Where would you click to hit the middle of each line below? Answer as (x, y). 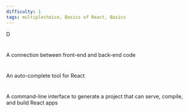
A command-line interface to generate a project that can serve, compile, (94, 97)
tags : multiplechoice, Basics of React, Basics (66, 17)
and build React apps (32, 103)
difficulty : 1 (24, 12)
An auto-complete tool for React (45, 75)
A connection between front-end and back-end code (71, 55)
